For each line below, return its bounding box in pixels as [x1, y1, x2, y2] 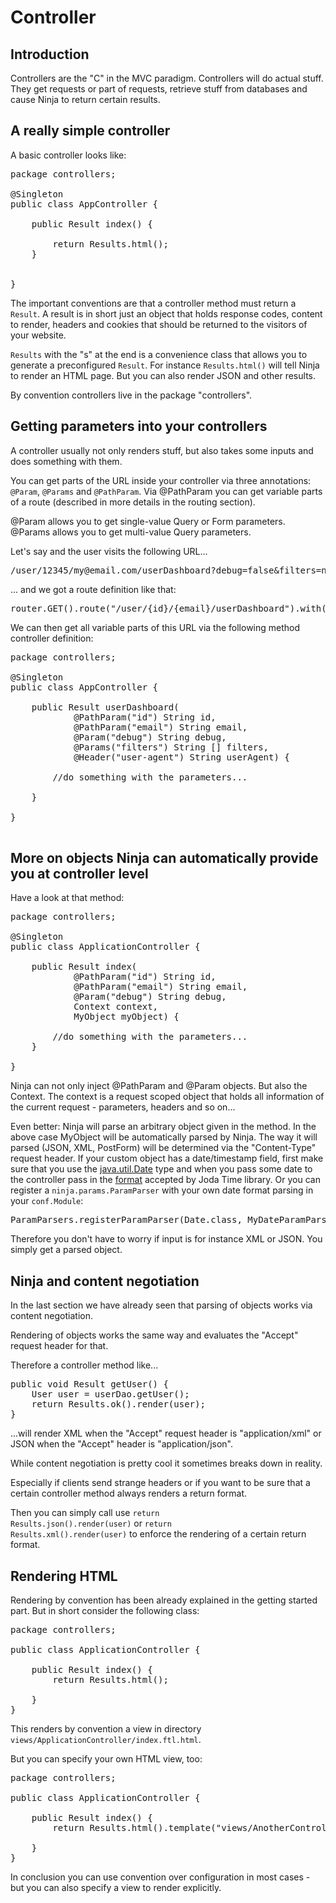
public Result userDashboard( [31, 701, 180, 713]
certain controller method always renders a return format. [10, 1487, 248, 1500]
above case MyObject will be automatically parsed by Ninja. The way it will [10, 1131, 318, 1143]
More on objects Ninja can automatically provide [10, 850, 319, 867]
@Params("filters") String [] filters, [73, 741, 270, 753]
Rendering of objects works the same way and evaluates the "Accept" [10, 1329, 299, 1341]
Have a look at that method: [10, 892, 125, 904]
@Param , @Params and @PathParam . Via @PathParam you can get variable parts [10, 485, 323, 497]
